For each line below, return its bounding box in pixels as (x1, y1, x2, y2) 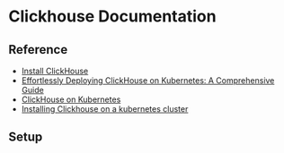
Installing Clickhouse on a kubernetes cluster (21, 104, 189, 114)
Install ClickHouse (21, 65, 89, 76)
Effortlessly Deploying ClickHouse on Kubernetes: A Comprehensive (21, 75, 275, 86)
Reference (8, 42, 68, 57)
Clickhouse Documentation (8, 6, 217, 27)
